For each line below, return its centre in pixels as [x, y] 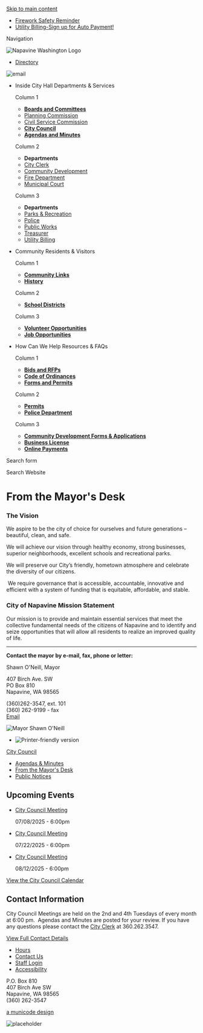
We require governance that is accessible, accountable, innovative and [96, 583]
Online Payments [46, 449]
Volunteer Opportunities [55, 328]
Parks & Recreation [48, 214]
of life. [14, 638]
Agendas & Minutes [39, 763]
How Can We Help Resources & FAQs [61, 346]
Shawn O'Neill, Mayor [33, 667]
